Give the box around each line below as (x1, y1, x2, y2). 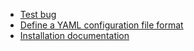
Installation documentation (19, 30, 130, 41)
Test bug (19, 9, 57, 20)
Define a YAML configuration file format (19, 19, 184, 31)
